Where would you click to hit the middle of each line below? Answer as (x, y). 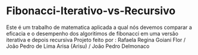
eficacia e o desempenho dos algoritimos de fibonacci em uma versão (92, 33)
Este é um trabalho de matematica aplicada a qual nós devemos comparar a (99, 27)
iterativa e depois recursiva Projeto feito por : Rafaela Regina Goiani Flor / (96, 40)
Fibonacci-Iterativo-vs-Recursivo (91, 11)
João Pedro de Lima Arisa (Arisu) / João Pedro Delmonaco (78, 46)
